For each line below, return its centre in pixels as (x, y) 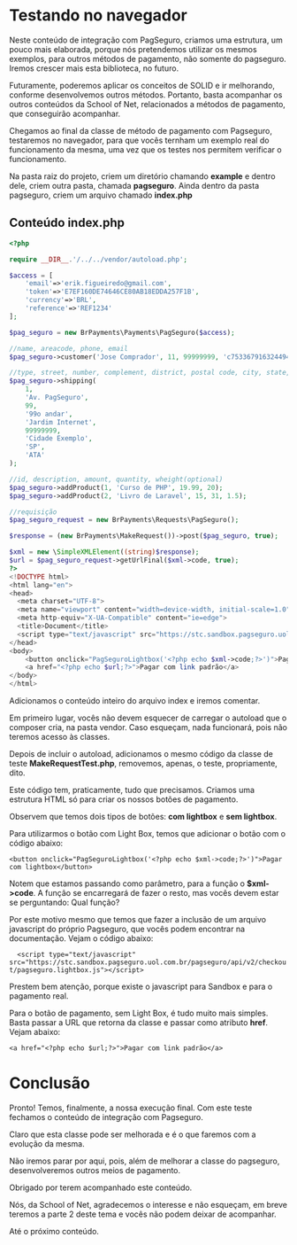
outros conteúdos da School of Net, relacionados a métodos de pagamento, (147, 104)
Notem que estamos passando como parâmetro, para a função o (127, 883)
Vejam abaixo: (35, 1032)
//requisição (33, 512)
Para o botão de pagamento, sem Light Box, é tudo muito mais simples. (139, 1013)
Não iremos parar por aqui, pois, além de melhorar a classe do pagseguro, (145, 1161)
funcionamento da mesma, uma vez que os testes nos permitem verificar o (145, 149)
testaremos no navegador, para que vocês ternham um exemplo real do (139, 140)
